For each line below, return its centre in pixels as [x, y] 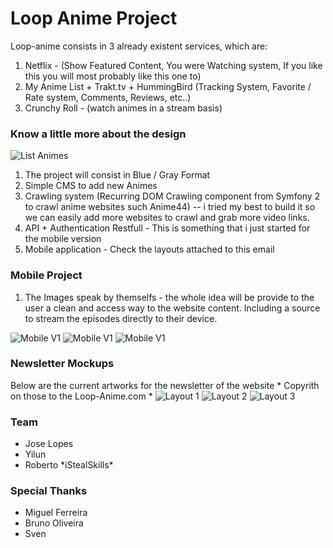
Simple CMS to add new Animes [91, 186]
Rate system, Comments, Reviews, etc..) [108, 97]
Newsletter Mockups [62, 364]
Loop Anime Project [94, 18]
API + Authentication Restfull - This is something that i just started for [167, 228]
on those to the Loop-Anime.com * [81, 396]
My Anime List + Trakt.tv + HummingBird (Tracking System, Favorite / [168, 86]
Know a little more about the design [98, 134]
